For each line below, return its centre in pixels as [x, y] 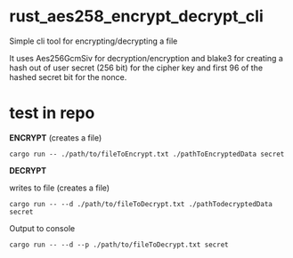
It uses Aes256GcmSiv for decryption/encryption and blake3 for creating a [146, 58]
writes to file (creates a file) [59, 188]
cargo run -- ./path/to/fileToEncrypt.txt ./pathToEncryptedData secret [147, 154]
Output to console [42, 228]
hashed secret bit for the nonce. [68, 77]
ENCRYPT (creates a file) [56, 137]
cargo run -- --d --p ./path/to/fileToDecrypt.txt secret [119, 245]
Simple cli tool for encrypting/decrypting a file [94, 41]
